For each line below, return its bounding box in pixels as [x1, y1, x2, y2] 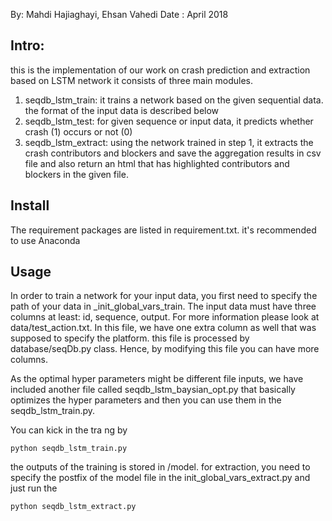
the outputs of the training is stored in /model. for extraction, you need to [10, 461, 311, 473]
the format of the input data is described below [24, 104, 220, 116]
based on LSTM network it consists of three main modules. [10, 74, 254, 86]
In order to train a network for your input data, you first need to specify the [10, 290, 318, 302]
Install [10, 197, 50, 214]
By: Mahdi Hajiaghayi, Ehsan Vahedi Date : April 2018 [10, 9, 229, 20]
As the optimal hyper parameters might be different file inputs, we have [10, 373, 304, 385]
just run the [10, 482, 58, 494]
